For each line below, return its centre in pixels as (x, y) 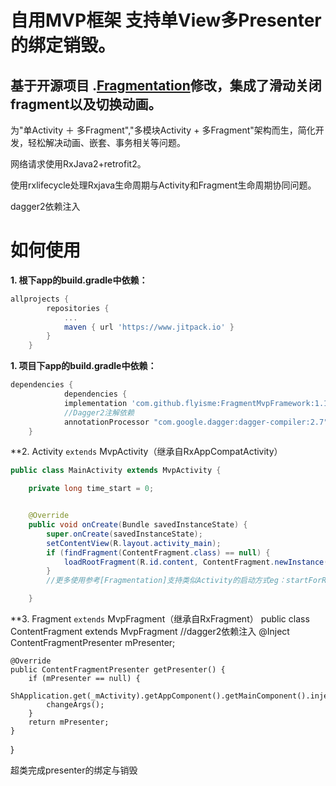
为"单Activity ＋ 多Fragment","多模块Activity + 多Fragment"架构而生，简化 (163, 130)
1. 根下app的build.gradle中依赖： (79, 280)
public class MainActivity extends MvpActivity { (116, 471)
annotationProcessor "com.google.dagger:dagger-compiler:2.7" (196, 422)
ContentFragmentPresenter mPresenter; (93, 643)
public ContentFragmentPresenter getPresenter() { (118, 670)
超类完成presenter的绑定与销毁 (74, 770)
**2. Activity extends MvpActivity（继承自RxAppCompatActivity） (146, 452)
